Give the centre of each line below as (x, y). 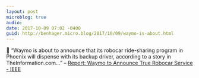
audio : (14, 22)
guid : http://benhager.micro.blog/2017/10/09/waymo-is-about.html (90, 34)
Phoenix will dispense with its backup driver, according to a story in (89, 57)
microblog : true (26, 17)
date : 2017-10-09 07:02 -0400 (44, 28)
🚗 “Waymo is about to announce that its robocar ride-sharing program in (94, 50)
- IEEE (14, 69)
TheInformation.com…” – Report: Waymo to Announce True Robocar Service (99, 63)
